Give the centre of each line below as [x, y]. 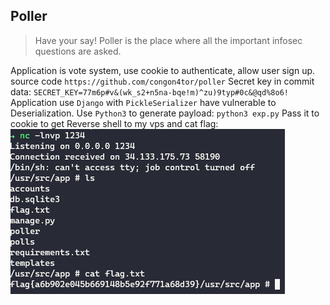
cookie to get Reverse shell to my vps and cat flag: [114, 123]
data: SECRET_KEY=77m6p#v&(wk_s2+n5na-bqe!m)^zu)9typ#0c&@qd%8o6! [149, 91]
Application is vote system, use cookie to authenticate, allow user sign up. [163, 70]
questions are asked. [78, 51]
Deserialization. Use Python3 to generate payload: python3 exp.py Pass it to [165, 113]
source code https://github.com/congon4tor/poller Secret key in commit [162, 81]
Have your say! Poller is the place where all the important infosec [168, 40]
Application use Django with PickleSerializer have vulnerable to [143, 102]
